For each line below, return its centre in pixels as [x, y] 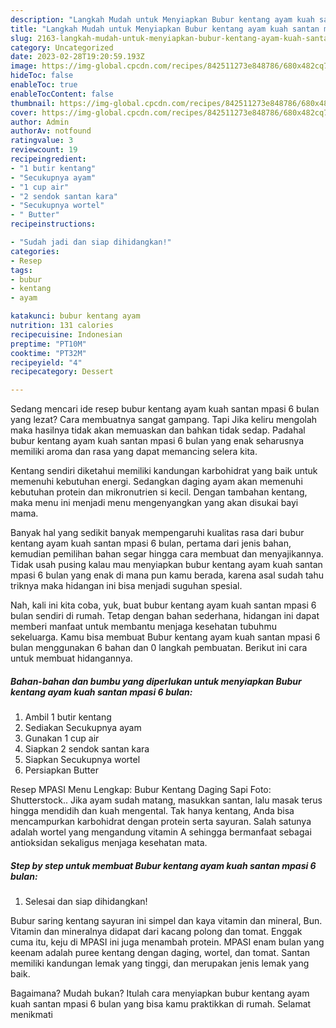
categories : [35, 251]
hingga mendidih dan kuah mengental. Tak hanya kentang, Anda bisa [152, 811]
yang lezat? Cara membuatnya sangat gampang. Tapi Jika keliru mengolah [164, 420]
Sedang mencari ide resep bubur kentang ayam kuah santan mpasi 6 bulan [165, 409]
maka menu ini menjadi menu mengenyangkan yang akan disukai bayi [154, 503]
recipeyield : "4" [46, 362]
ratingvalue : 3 [42, 141]
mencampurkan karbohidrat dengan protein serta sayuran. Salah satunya [161, 822]
